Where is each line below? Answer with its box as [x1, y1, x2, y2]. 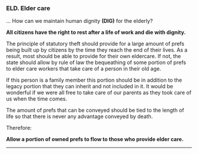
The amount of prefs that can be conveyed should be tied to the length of [6, 107, 184, 114]
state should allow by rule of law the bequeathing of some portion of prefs [6, 59, 187, 66]
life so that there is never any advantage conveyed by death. [6, 113, 153, 120]
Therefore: [6, 125, 32, 132]
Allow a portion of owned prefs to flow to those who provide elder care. [6, 136, 184, 143]
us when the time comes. [6, 95, 68, 102]
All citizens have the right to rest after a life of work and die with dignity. [6, 29, 186, 36]
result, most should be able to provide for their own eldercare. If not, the [6, 53, 181, 60]
